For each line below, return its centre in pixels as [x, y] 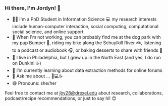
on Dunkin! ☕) [26, 63]
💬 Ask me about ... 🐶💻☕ [37, 76]
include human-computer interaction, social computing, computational [85, 27]
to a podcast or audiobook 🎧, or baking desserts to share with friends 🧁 [87, 50]
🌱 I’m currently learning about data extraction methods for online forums [87, 70]
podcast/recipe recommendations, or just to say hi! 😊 [61, 98]
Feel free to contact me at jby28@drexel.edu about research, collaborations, [84, 93]
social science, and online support [48, 32]
